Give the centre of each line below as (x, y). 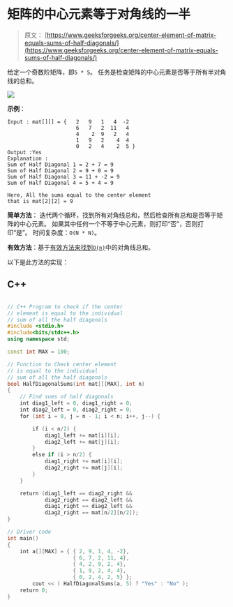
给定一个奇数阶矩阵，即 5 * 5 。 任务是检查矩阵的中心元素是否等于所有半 (111, 72)
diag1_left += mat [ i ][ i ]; (82, 435)
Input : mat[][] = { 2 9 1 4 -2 (68, 122)
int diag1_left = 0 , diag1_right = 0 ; (76, 403)
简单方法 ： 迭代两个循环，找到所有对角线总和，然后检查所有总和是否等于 (112, 215)
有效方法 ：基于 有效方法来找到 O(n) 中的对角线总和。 (81, 247)
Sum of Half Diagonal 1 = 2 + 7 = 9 (60, 165)
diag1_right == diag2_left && (88, 507)
